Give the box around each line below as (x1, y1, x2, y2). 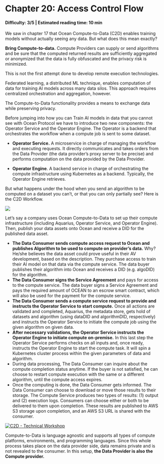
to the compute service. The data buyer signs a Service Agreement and (12, 282, 158, 288)
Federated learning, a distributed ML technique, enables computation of (5, 80, 151, 86)
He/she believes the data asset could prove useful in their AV (12, 251, 136, 257)
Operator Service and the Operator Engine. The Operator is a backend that (5, 125, 157, 131)
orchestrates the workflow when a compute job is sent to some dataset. (5, 131, 151, 137)
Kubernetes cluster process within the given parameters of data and (12, 350, 151, 356)
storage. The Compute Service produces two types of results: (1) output (12, 392, 159, 398)
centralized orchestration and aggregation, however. (5, 91, 112, 97)
